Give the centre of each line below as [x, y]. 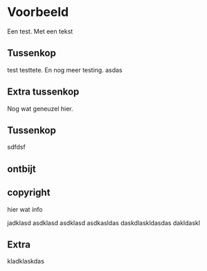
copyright [29, 193]
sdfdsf [16, 147]
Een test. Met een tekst [40, 31]
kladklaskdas [26, 261]
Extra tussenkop [43, 92]
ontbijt [22, 169]
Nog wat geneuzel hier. [40, 108]
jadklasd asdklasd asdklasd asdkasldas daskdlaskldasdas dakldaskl [104, 222]
